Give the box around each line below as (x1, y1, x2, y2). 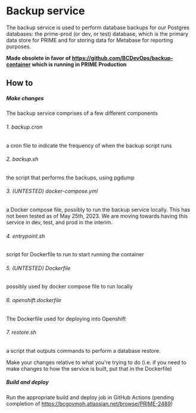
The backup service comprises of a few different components (6, 110, 158, 117)
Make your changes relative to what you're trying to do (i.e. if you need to (6, 359, 186, 366)
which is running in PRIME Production (32, 61, 127, 68)
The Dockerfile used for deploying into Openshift (6, 315, 126, 322)
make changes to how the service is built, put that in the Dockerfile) (6, 365, 172, 372)
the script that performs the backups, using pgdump (6, 174, 135, 181)
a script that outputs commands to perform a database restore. (6, 347, 161, 354)
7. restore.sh (6, 329, 37, 336)
